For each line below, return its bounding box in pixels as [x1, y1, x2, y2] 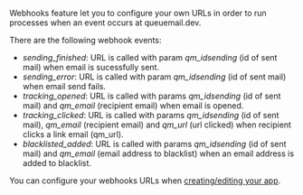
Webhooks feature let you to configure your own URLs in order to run [9, 8, 267, 18]
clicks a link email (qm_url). [22, 129, 124, 139]
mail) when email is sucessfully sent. [22, 62, 160, 72]
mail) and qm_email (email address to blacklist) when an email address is [22, 148, 295, 159]
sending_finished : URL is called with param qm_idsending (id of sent [22, 52, 278, 62]
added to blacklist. [22, 158, 92, 168]
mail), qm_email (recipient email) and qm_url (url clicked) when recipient [22, 119, 292, 130]
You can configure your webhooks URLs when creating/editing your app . [9, 175, 281, 186]
